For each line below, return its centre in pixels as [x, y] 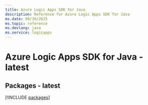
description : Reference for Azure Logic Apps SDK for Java [68, 14]
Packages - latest [33, 86]
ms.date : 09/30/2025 [27, 19]
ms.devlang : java [23, 28]
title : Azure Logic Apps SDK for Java [45, 10]
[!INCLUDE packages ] [28, 97]
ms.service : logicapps [29, 33]
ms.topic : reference [27, 23]
